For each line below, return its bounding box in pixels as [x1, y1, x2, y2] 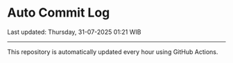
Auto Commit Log [7, 5, 110, 21]
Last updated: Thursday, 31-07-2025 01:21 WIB [7, 28, 141, 36]
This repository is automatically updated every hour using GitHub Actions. [7, 47, 218, 56]
